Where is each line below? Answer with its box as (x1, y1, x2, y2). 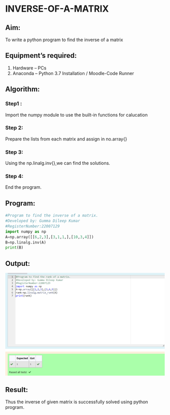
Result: (5, 385, 28, 394)
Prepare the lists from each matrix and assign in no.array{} (5, 135, 127, 142)
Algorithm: (5, 85, 40, 94)
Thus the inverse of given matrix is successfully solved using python (5, 399, 148, 405)
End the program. (5, 184, 42, 190)
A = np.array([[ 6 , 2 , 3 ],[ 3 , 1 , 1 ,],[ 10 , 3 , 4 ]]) (5, 234, 94, 239)
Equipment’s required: (5, 51, 77, 60)
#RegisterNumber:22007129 (5, 224, 60, 229)
